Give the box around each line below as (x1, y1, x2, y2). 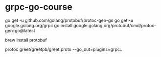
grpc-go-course (5, 1, 72, 13)
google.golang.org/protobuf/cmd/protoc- (73, 22, 157, 28)
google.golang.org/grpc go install (5, 22, 72, 28)
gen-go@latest (5, 28, 35, 33)
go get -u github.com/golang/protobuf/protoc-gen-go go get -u (5, 17, 134, 23)
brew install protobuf (5, 37, 47, 43)
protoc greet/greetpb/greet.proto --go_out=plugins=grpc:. (5, 46, 123, 52)
